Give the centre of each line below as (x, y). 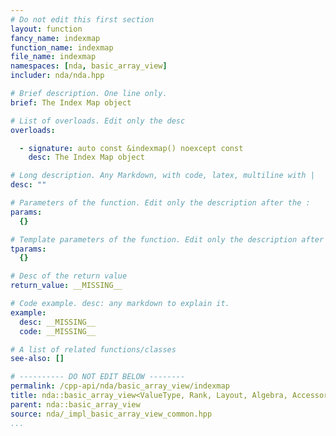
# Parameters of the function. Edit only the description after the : (160, 203)
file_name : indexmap (53, 57)
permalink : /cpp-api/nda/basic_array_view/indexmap (120, 386)
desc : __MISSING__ (58, 322)
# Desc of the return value (69, 276)
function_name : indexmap (62, 47)
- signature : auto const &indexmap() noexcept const (131, 148)
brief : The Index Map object (71, 102)
